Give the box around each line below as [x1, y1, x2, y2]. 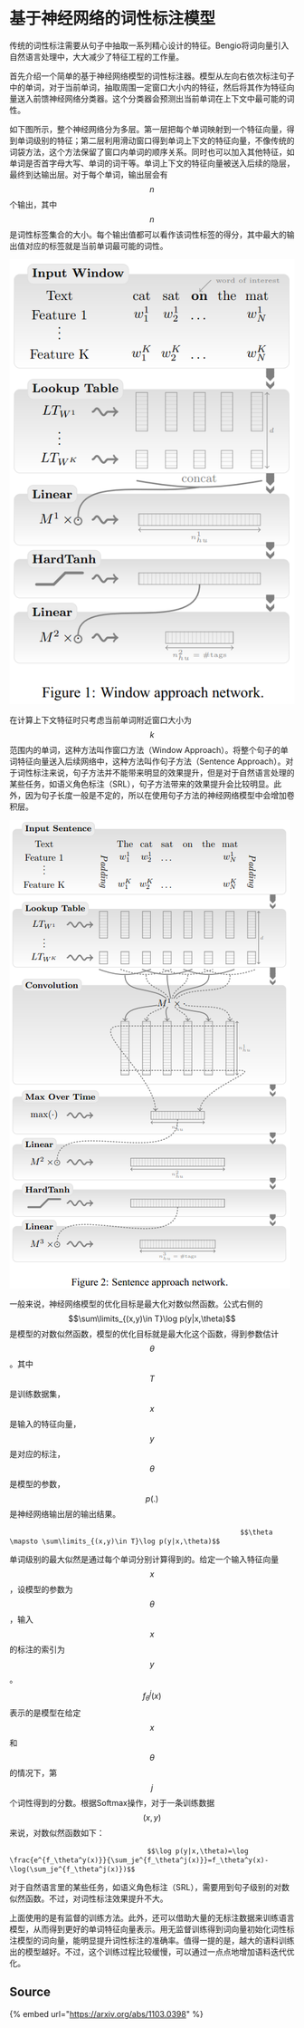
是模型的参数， [9, 1478, 65, 1489]
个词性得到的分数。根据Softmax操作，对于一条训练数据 [9, 1798, 215, 1809]
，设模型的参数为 [9, 1583, 73, 1595]
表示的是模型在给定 [9, 1707, 81, 1718]
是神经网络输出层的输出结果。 [9, 1508, 120, 1519]
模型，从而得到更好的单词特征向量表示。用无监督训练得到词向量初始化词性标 [9, 1924, 295, 1935]
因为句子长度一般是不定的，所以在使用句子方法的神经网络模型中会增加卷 [24, 789, 295, 800]
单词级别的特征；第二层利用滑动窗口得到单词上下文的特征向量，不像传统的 [16, 135, 295, 146]
